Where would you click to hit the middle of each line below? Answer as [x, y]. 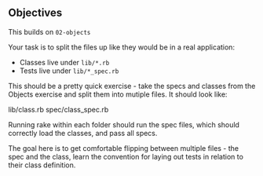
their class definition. [42, 165]
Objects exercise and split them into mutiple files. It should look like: [118, 94]
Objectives [35, 13]
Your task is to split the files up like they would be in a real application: [122, 47]
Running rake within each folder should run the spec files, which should [124, 124]
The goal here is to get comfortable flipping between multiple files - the [124, 148]
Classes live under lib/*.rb [64, 62]
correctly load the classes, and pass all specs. [83, 133]
